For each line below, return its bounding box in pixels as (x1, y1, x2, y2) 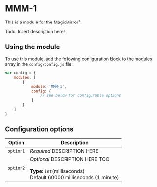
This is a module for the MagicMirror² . (5, 19, 82, 25)
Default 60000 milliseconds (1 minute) (30, 174, 119, 181)
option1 (7, 148, 25, 154)
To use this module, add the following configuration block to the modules (5, 56, 153, 62)
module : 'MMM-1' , (31, 84, 67, 89)
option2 (7, 165, 25, 171)
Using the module (5, 43, 60, 51)
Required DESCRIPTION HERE (30, 148, 99, 155)
